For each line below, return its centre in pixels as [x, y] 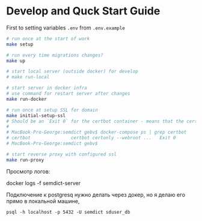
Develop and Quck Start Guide [83, 11]
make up [16, 61]
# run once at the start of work [48, 38]
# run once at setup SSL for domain [52, 110]
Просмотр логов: [28, 171]
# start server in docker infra [47, 88]
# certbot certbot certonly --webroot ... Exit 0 [91, 138]
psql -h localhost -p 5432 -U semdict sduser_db [68, 212]
